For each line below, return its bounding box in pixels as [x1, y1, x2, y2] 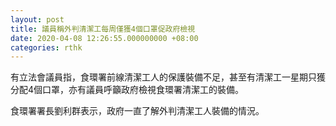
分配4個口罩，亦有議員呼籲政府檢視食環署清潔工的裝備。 [10, 84, 245, 96]
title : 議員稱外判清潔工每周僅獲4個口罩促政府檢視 [10, 24, 196, 34]
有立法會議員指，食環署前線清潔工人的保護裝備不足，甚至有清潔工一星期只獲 [10, 71, 326, 83]
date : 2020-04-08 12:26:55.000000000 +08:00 [10, 33, 199, 43]
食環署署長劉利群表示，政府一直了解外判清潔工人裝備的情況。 [10, 105, 265, 117]
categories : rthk [10, 42, 83, 53]
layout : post [10, 14, 65, 25]
